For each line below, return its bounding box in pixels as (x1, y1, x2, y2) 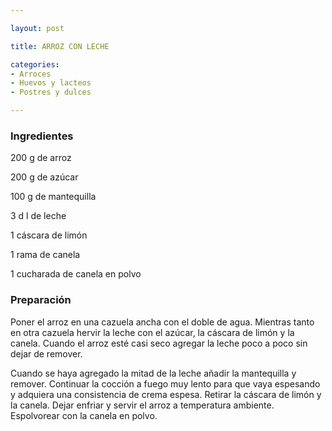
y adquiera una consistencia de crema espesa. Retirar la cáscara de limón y (10, 388, 322, 400)
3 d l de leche (10, 210, 67, 222)
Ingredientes (10, 129, 74, 143)
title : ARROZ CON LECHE (10, 41, 110, 51)
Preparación (10, 293, 72, 307)
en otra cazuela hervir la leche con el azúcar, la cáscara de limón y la (10, 326, 295, 338)
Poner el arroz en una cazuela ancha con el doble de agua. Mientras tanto (10, 316, 315, 328)
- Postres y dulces (10, 87, 92, 98)
